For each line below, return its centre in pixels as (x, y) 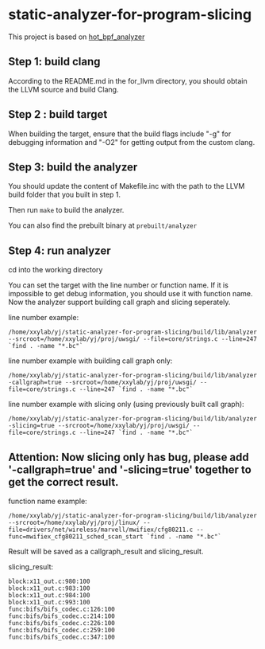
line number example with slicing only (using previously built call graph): (126, 405)
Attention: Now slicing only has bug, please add (129, 457)
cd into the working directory (56, 270)
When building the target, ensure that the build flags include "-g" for (120, 134)
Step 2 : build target (58, 114)
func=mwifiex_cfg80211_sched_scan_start (76, 537)
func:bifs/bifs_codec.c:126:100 (61, 609)
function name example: (48, 501)
